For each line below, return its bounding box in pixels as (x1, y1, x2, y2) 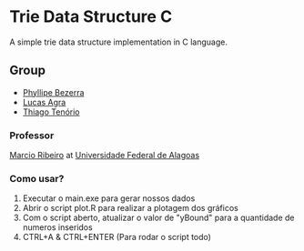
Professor (9, 129, 55, 142)
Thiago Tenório (22, 106, 80, 117)
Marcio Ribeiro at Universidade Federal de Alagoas (9, 150, 200, 161)
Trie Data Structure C (9, 6, 173, 27)
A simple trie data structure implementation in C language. (9, 36, 228, 47)
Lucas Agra (22, 96, 66, 107)
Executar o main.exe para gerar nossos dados (22, 193, 196, 204)
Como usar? (9, 172, 65, 185)
